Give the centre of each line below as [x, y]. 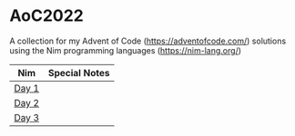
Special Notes [79, 73]
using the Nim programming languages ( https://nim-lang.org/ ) [126, 50]
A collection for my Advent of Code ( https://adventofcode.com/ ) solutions [148, 41]
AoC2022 [46, 16]
